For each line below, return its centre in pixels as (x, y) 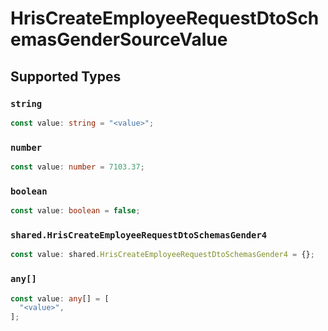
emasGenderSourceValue (119, 39)
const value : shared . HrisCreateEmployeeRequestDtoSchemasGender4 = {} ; (162, 255)
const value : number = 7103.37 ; (77, 167)
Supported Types (66, 76)
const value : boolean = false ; (75, 211)
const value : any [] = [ (60, 298)
